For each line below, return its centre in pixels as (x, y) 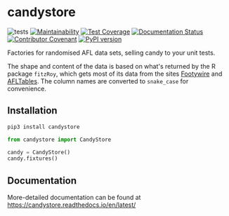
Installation (32, 110)
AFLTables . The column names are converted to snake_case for (98, 81)
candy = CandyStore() (39, 152)
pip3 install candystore (44, 127)
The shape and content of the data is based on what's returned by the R (111, 66)
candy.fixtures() (33, 158)
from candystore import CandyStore (59, 140)
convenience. (27, 88)
